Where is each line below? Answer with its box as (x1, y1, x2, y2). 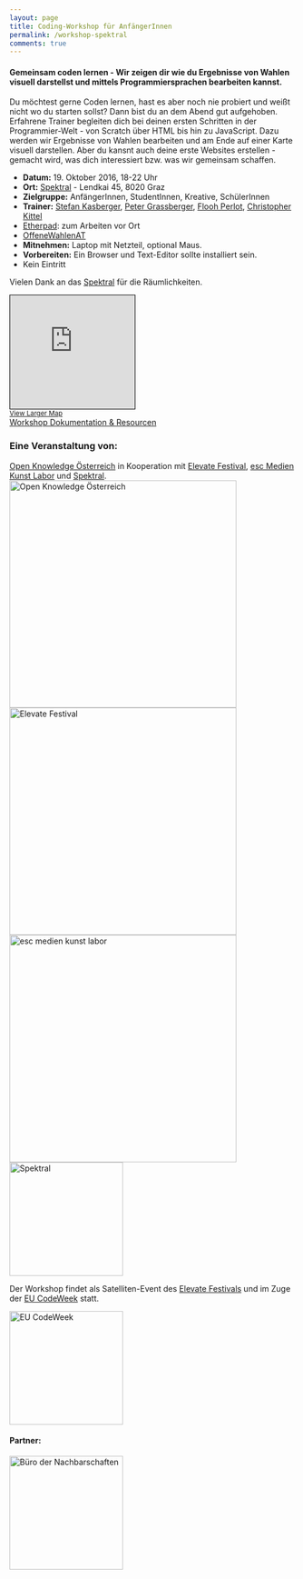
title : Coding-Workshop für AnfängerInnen (9, 22, 172, 31)
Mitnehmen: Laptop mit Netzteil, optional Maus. (22, 240, 202, 251)
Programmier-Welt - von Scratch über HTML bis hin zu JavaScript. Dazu (9, 125, 279, 136)
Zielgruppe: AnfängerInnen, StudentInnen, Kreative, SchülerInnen (22, 192, 270, 203)
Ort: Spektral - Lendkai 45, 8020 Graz (22, 182, 165, 193)
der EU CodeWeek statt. (9, 1293, 100, 1304)
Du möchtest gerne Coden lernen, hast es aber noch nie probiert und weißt (9, 96, 290, 107)
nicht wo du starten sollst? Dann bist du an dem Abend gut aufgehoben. (9, 106, 279, 117)
